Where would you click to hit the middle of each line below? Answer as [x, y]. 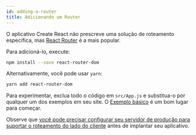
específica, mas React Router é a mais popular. [63, 40]
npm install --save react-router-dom [53, 62]
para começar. [24, 108]
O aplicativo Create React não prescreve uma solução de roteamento [90, 34]
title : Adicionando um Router [44, 17]
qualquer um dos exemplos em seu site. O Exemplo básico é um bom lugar [97, 102]
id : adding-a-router [32, 11]
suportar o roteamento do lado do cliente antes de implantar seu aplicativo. [98, 126]
